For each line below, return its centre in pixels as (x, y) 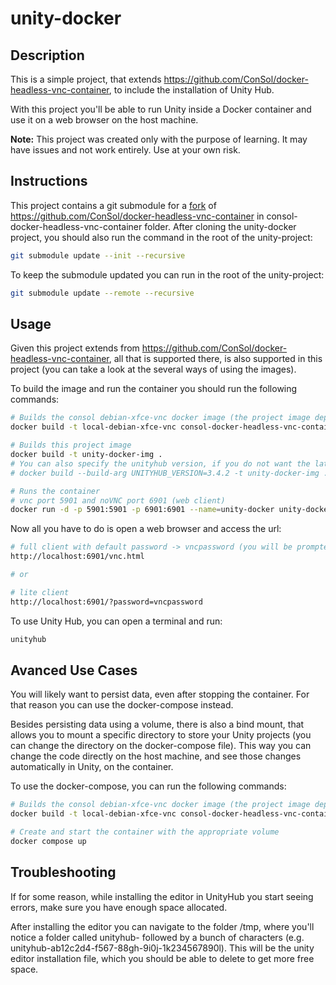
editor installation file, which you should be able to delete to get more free (162, 958)
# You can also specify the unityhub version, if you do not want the (160, 463)
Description (47, 55)
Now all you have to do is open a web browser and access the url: (146, 529)
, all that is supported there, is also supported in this (215, 359)
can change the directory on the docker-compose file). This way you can (161, 746)
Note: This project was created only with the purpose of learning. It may (159, 139)
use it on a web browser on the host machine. (104, 120)
